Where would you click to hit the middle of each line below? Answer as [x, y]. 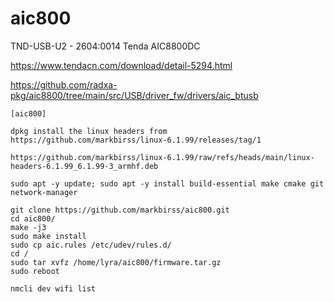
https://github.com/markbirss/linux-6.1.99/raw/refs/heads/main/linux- [162, 157]
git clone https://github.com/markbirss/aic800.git [120, 210]
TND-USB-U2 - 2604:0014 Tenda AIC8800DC [105, 46]
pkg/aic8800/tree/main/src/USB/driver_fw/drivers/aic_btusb [134, 95]
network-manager [44, 192]
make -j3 [28, 227]
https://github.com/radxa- [64, 84]
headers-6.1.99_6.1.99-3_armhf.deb [84, 166]
